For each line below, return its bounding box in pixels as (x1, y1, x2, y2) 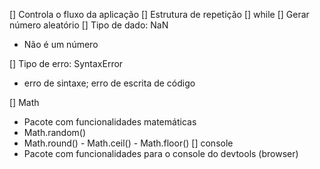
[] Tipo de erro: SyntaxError (9, 58, 124, 69)
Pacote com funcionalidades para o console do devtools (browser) (23, 148, 299, 159)
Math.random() (23, 127, 87, 138)
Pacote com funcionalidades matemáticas (23, 116, 197, 128)
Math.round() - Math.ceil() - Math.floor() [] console (23, 137, 234, 149)
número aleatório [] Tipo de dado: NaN (9, 19, 169, 31)
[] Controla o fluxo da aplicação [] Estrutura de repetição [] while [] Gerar (9, 9, 310, 20)
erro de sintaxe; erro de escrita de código (23, 77, 196, 89)
